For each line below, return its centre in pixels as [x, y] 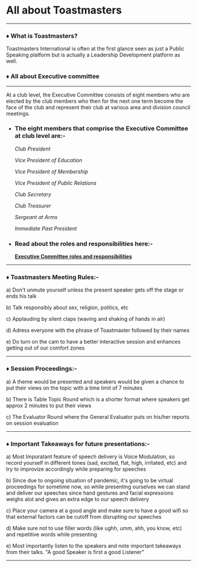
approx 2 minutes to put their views [49, 405]
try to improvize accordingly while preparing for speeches [76, 469]
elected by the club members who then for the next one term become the [95, 101]
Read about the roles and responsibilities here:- [84, 243]
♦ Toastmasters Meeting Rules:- [52, 277]
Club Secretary [33, 194]
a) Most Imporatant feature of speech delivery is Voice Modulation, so [90, 457]
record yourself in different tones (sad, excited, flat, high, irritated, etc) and [96, 463]
